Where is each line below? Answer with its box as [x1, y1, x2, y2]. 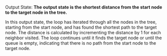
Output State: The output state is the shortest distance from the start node [5, 4, 162, 10]
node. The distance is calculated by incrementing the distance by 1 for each [5, 30, 161, 35]
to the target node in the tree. [5, 9, 67, 15]
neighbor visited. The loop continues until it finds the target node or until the [5, 35, 162, 41]
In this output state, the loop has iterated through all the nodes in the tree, [5, 19, 157, 25]
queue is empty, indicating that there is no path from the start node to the [5, 40, 156, 46]
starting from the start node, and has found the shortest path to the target [5, 24, 157, 30]
